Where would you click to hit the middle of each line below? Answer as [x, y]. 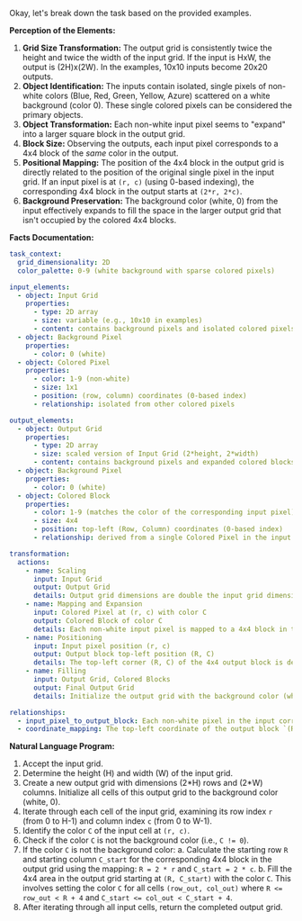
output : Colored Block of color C [98, 620]
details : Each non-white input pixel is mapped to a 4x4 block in [160, 629]
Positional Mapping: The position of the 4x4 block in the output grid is [153, 163]
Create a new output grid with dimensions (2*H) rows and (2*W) [142, 783]
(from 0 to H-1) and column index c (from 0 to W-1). [117, 821]
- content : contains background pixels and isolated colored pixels [164, 329]
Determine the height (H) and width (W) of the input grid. [128, 773]
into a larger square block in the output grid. [104, 134]
